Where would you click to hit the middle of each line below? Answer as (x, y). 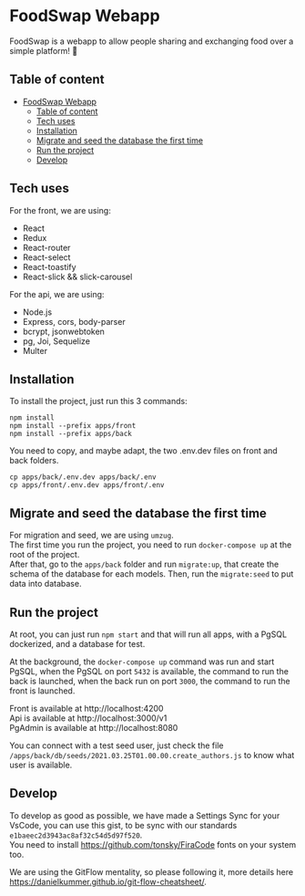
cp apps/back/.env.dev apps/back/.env (83, 477)
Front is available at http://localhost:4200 (86, 708)
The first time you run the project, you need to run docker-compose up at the (151, 545)
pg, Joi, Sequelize (56, 341)
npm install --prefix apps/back (71, 434)
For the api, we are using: (57, 294)
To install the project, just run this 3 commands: (99, 401)
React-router (46, 247)
